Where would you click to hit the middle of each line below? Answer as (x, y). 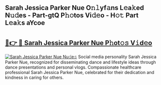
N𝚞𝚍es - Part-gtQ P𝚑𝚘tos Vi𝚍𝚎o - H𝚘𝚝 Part (72, 16)
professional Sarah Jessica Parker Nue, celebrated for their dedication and (80, 72)
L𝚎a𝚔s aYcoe (25, 23)
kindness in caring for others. (34, 77)
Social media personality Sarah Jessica (117, 57)
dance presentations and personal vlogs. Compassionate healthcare (73, 67)
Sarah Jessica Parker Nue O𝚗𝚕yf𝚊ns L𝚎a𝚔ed (75, 8)
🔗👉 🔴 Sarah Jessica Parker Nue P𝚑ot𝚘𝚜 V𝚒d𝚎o (79, 43)
